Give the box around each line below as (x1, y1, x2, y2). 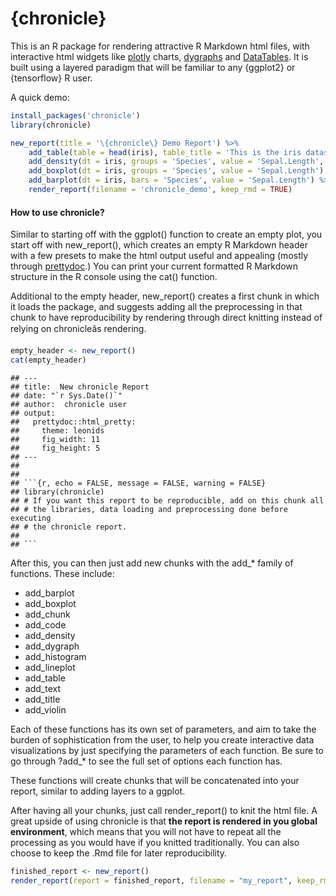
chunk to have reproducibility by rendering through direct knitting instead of (10, 312, 323, 324)
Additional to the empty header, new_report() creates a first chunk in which (10, 290, 320, 302)
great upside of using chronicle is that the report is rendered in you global (10, 815, 318, 827)
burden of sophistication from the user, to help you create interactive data (10, 733, 315, 746)
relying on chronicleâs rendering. (10, 323, 147, 335)
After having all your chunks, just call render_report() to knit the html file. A (10, 804, 318, 816)
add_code (24, 618, 67, 631)
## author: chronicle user (10, 399, 128, 409)
